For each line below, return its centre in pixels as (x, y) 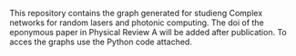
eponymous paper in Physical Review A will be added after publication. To (148, 32)
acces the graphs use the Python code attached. (101, 42)
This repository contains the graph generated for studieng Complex (136, 13)
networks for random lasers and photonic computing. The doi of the (137, 23)
